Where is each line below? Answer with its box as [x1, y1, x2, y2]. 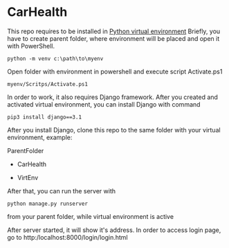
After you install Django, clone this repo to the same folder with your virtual [7, 125, 221, 134]
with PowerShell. [7, 42, 55, 50]
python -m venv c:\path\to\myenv [7, 55, 104, 62]
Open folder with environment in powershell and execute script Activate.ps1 [7, 67, 223, 76]
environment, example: [7, 133, 73, 141]
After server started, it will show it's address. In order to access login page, [7, 226, 221, 234]
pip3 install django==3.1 [7, 114, 82, 121]
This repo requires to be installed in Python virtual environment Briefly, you [7, 27, 221, 35]
